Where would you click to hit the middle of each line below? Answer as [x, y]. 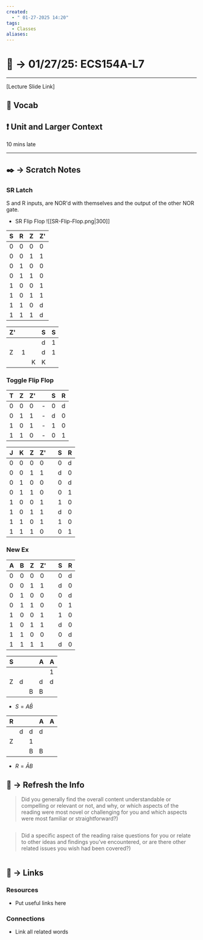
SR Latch [20, 190]
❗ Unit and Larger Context [54, 126]
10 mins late [21, 144]
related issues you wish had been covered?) [76, 848]
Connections [26, 918]
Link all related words [41, 932]
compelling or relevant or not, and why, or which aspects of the [100, 806]
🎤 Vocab [22, 105]
